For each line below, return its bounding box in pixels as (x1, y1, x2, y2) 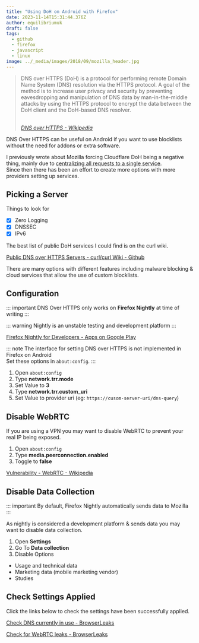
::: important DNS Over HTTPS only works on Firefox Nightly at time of (6, 304, 180, 312)
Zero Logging (14, 217, 48, 224)
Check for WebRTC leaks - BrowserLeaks (6, 631, 108, 638)
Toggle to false (14, 458, 52, 465)
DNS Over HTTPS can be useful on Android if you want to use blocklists (6, 135, 182, 142)
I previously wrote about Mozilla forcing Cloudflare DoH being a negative (6, 153, 184, 160)
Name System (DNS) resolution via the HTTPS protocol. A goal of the (20, 81, 190, 88)
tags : (6, 31, 20, 37)
